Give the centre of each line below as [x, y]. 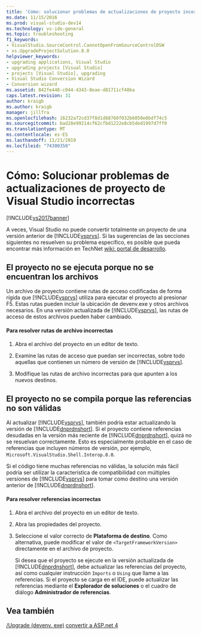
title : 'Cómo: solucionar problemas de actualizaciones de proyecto [93, 12]
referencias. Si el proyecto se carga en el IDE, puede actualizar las [96, 579]
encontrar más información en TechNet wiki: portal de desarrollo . [86, 248]
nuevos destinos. [36, 380]
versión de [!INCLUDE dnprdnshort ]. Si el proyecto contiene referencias [94, 429]
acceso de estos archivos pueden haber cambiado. [69, 317]
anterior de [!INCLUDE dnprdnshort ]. [51, 485]
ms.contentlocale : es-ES [37, 135]
